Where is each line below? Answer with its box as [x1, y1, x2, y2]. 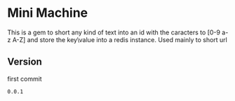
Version [7, 56, 42, 68]
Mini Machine [7, 5, 88, 21]
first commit [7, 74, 42, 83]
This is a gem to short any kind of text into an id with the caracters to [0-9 [7, 28, 221, 36]
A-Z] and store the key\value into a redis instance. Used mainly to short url [12, 35, 228, 43]
